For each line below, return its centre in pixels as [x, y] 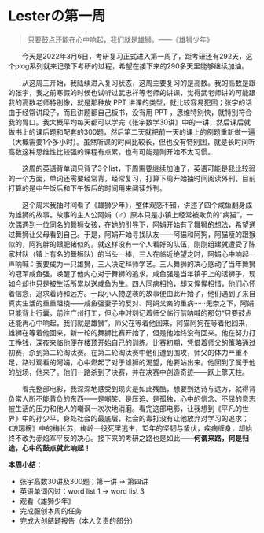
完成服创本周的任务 [51, 511]
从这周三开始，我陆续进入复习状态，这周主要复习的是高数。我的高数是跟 [139, 83]
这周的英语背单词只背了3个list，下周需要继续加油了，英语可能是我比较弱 [139, 168]
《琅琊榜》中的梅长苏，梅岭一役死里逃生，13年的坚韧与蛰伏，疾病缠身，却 [127, 428]
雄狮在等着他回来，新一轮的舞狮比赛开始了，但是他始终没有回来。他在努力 [128, 332]
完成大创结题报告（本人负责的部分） [78, 520]
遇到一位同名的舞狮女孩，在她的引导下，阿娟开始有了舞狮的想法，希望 [135, 224]
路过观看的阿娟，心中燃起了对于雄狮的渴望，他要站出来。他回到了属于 [135, 362]
